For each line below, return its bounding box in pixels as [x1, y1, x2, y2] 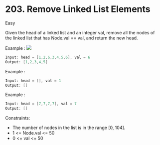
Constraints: [5, 115, 30, 121]
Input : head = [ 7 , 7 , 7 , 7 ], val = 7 [5, 101, 77, 107]
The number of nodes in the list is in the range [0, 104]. [12, 125, 126, 131]
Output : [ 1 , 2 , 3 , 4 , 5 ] [5, 59, 48, 64]
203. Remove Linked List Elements [5, 3, 151, 15]
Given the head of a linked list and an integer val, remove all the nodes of [5, 29, 155, 35]
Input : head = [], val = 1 [5, 78, 61, 83]
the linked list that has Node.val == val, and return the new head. [5, 35, 138, 41]
